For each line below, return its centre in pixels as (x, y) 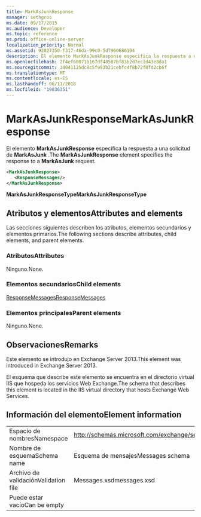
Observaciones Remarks (52, 345)
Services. (18, 396)
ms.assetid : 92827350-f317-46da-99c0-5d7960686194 (71, 51)
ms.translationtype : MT (36, 73)
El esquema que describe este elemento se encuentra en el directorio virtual (100, 377)
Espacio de (25, 431)
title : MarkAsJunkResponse (40, 12)
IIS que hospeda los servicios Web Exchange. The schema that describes (96, 383)
